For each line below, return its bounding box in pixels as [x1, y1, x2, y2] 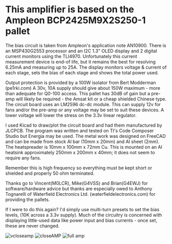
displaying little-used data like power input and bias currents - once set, [5, 217, 158, 223]
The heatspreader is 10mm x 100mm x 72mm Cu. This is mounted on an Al [5, 144, 163, 150]
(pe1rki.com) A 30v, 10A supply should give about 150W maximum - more [5, 85, 161, 91]
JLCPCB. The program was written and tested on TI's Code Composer [5, 127, 154, 134]
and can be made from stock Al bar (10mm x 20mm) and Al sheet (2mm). [5, 138, 160, 145]
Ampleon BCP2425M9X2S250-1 [5, 14, 146, 26]
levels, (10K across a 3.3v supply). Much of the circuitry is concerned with [5, 212, 162, 218]
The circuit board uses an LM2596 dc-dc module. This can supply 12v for [5, 101, 161, 107]
